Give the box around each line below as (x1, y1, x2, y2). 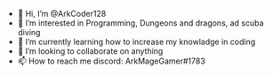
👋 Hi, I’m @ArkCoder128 (17, 9, 107, 19)
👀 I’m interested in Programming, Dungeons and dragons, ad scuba (17, 18, 264, 28)
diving (17, 27, 41, 37)
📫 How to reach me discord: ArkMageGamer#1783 (17, 56, 206, 66)
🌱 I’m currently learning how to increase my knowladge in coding (17, 36, 256, 47)
